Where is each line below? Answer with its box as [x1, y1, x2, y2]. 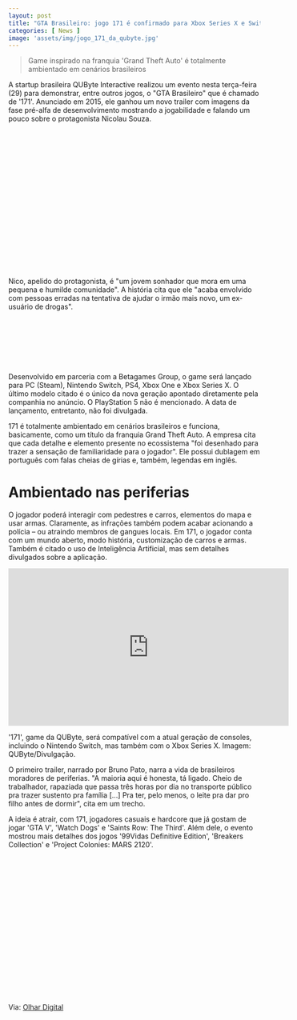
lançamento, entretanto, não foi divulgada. [8, 406, 148, 416]
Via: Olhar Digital [8, 1002, 64, 1012]
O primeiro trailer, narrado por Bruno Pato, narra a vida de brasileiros [8, 765, 235, 774]
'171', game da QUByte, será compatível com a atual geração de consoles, [8, 733, 252, 742]
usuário [8, 302, 34, 312]
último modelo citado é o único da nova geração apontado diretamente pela [8, 389, 259, 398]
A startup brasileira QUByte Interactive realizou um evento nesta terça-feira [8, 80, 258, 90]
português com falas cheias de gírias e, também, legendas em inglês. [8, 455, 238, 465]
